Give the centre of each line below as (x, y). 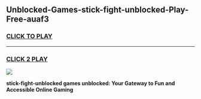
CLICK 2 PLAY (27, 59)
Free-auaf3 (28, 19)
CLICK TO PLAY (29, 37)
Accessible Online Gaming (40, 89)
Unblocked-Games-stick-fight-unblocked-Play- (98, 10)
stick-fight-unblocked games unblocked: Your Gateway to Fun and (91, 83)
